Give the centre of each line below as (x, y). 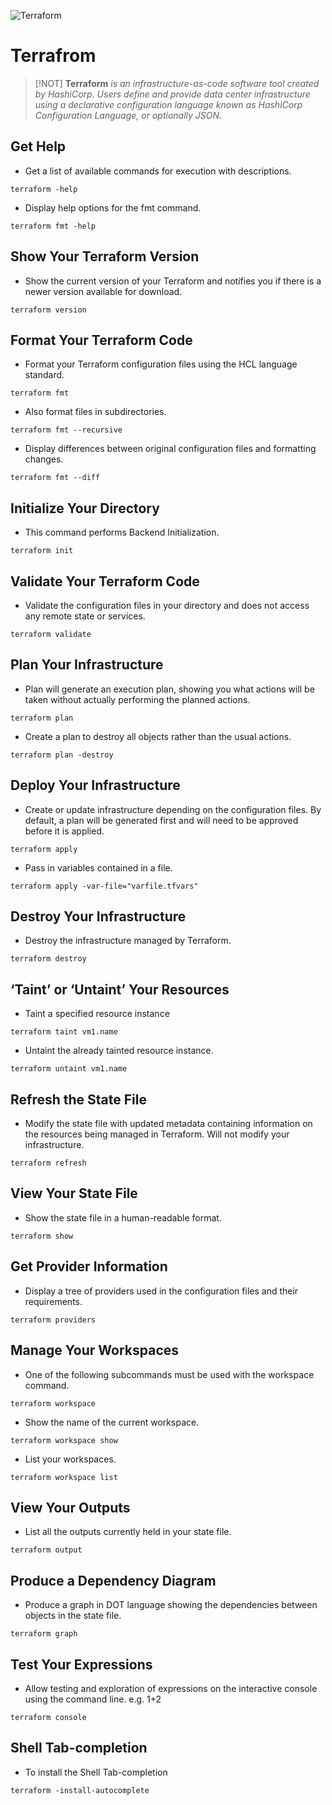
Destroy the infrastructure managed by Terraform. (128, 941)
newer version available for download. (103, 291)
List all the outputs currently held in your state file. (128, 1532)
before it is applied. (64, 831)
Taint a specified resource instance (97, 1014)
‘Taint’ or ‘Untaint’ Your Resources (120, 989)
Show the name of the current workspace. (112, 1422)
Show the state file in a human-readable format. (123, 1217)
